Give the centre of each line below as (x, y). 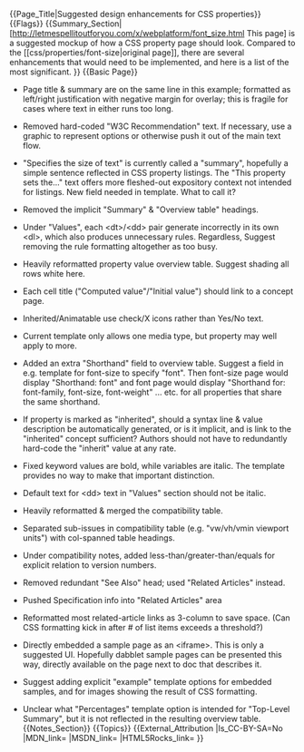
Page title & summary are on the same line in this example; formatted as (157, 89)
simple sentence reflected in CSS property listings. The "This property (154, 173)
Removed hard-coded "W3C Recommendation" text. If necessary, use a (157, 126)
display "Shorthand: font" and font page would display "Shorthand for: (154, 382)
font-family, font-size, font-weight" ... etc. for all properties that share (152, 392)
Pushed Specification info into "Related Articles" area (122, 600)
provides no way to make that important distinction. (118, 475)
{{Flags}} (26, 24)
